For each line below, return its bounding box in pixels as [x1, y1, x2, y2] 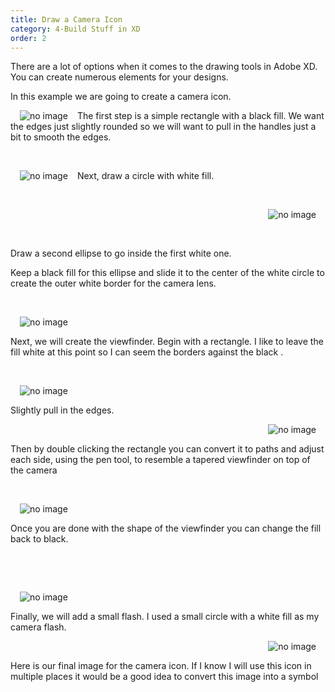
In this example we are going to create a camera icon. [10, 91, 232, 103]
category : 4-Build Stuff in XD [10, 24, 141, 34]
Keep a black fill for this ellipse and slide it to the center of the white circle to [10, 267, 325, 279]
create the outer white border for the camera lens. [10, 277, 217, 290]
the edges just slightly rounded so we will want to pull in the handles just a [10, 121, 317, 133]
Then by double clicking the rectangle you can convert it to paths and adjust [10, 443, 325, 455]
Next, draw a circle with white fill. [76, 170, 215, 182]
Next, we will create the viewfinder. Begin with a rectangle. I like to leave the [10, 336, 324, 348]
